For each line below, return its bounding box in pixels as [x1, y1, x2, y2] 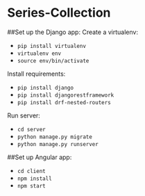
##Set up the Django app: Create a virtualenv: [7, 28, 139, 36]
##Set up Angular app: [7, 153, 72, 161]
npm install [17, 175, 52, 182]
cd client [17, 168, 46, 174]
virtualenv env [17, 50, 62, 57]
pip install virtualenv [17, 42, 87, 49]
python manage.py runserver [17, 140, 99, 147]
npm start [17, 182, 46, 189]
